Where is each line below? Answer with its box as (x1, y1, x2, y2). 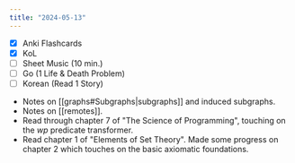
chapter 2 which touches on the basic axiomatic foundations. (22, 143, 249, 154)
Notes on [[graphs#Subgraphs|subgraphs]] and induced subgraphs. (22, 96, 276, 107)
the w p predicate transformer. (22, 124, 133, 135)
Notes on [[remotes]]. (22, 105, 103, 116)
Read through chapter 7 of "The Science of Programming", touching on (22, 115, 286, 125)
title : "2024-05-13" (9, 13, 87, 22)
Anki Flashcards (22, 38, 83, 48)
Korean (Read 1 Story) (22, 78, 103, 89)
